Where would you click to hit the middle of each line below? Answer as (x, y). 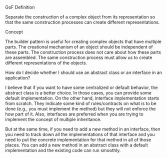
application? (18, 78)
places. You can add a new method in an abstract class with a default (77, 145)
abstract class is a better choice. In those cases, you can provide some (78, 93)
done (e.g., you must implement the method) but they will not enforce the (80, 109)
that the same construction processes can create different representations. (82, 22)
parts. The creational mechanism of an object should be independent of (79, 47)
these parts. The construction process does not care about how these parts (83, 52)
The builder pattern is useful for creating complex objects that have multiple (83, 41)
